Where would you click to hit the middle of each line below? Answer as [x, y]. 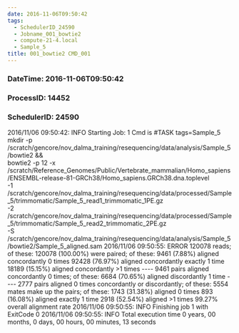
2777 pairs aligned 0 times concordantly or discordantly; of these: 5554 [123, 284]
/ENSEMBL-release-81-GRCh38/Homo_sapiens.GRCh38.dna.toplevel [108, 178]
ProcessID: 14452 [39, 98]
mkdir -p [20, 140]
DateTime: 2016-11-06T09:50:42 [66, 78]
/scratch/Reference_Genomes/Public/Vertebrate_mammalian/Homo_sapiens [119, 170]
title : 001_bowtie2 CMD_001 [49, 54]
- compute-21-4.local [46, 41]
